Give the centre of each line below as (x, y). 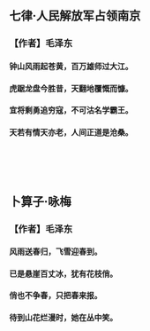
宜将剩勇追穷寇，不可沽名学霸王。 (71, 110)
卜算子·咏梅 (41, 201)
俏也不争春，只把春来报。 (56, 296)
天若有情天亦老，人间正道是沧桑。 (71, 132)
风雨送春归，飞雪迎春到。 (56, 252)
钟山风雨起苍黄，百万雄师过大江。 (71, 66)
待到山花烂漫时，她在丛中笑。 (63, 317)
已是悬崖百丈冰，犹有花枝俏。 (63, 273)
